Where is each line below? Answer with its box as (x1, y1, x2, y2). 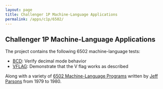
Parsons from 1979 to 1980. (5, 78, 62, 84)
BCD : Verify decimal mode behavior (12, 58, 87, 64)
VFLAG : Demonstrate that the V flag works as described (12, 63, 129, 69)
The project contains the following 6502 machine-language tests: (5, 48, 140, 54)
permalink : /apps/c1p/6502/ (5, 16, 64, 21)
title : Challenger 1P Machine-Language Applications (5, 12, 118, 17)
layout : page (5, 7, 33, 12)
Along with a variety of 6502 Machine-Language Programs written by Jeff (5, 73, 158, 79)
